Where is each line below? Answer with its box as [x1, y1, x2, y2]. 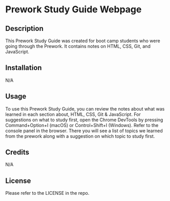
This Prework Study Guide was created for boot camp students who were [5, 38, 160, 44]
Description [5, 24, 44, 33]
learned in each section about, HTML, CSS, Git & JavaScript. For [5, 111, 141, 117]
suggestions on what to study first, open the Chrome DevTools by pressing [5, 117, 163, 123]
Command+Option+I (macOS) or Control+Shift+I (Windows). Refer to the [5, 122, 159, 128]
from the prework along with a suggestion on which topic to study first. [5, 133, 155, 139]
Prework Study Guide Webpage [5, 4, 142, 15]
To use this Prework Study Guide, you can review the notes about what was [5, 105, 165, 112]
